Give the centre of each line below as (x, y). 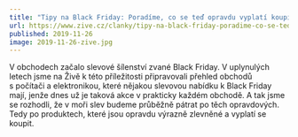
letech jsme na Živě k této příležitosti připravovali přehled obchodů (131, 77)
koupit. (22, 124)
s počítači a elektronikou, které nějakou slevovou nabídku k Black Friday (141, 86)
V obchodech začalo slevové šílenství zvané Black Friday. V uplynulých (140, 67)
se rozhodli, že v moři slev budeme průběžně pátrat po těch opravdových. (144, 105)
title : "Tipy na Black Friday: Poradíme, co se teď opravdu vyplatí (138, 17)
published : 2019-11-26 (51, 34)
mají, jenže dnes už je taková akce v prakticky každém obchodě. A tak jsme (147, 95)
